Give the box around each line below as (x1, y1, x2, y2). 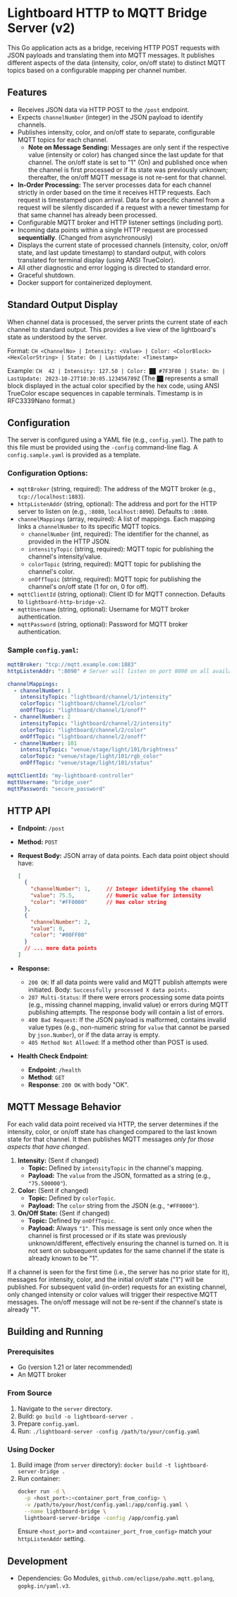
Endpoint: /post (17, 823, 65, 832)
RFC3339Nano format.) (7, 396, 75, 405)
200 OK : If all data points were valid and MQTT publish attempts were (28, 978, 228, 986)
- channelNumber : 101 (13, 740, 78, 747)
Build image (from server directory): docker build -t (17, 1460, 171, 1469)
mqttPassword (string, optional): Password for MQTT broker (17, 619, 188, 628)
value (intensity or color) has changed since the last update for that (28, 150, 224, 159)
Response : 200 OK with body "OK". (28, 1080, 129, 1089)
